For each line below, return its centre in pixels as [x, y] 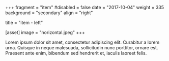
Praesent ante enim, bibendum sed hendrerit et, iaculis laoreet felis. [76, 53]
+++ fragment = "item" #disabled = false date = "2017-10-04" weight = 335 [85, 7]
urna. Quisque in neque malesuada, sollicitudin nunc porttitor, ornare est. [82, 48]
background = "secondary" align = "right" [49, 13]
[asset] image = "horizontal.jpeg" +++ [45, 32]
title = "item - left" [24, 23]
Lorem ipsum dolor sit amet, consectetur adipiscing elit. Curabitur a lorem [82, 42]
